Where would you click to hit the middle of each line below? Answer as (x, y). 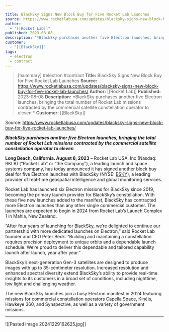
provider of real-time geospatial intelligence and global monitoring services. (84, 180)
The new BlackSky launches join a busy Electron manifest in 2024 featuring (83, 294)
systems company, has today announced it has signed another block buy (81, 169)
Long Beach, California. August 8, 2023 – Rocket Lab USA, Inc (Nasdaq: (81, 158)
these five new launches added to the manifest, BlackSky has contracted (81, 200)
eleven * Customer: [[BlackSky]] (52, 113)
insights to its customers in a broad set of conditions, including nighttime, (81, 279)
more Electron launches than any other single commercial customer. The (80, 206)
